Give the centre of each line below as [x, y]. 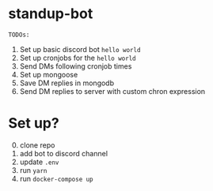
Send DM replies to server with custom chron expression [112, 91]
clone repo [37, 145]
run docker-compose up [56, 178]
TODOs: [19, 35]
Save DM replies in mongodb [67, 83]
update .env [39, 162]
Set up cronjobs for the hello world [78, 58]
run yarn [33, 170]
